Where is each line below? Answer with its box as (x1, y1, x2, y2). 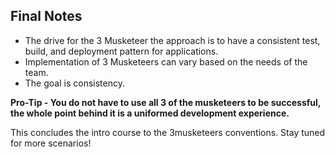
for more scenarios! (10, 137, 92, 149)
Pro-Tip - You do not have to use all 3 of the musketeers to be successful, (10, 96, 322, 108)
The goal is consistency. (24, 77, 125, 89)
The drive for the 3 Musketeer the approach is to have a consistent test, (24, 34, 321, 46)
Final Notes (10, 8, 83, 25)
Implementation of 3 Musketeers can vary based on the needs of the (24, 55, 308, 68)
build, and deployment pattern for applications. (24, 45, 219, 57)
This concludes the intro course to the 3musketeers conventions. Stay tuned (10, 126, 326, 138)
